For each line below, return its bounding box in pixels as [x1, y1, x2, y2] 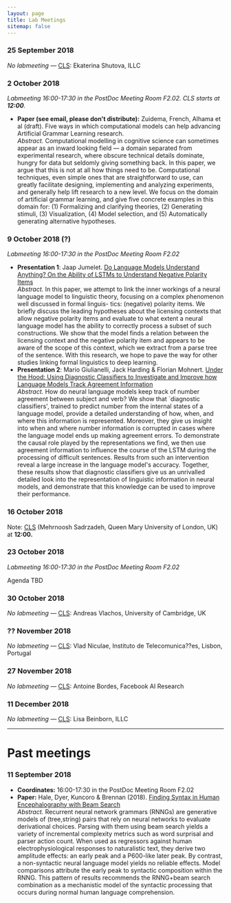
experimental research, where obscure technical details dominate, [16, 151, 205, 159]
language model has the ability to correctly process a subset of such [16, 321, 212, 330]
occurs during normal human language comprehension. [16, 888, 175, 896]
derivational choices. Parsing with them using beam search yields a [16, 822, 208, 830]
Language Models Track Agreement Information [16, 380, 153, 389]
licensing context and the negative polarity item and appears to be [16, 337, 205, 345]
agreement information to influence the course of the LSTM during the [16, 446, 217, 454]
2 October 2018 [7, 78, 60, 88]
